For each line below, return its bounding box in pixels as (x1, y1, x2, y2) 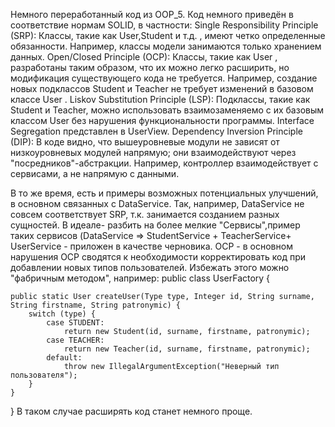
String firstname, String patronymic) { (10, 300, 182, 310)
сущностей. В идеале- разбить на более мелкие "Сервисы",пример (10, 219, 301, 231)
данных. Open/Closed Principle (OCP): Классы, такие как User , (10, 51, 278, 63)
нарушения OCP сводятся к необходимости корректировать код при (10, 251, 307, 263)
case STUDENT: (46, 318, 105, 328)
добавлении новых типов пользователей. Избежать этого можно (10, 262, 290, 273)
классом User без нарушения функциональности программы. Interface (10, 115, 315, 126)
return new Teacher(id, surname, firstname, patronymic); (63, 344, 311, 354)
